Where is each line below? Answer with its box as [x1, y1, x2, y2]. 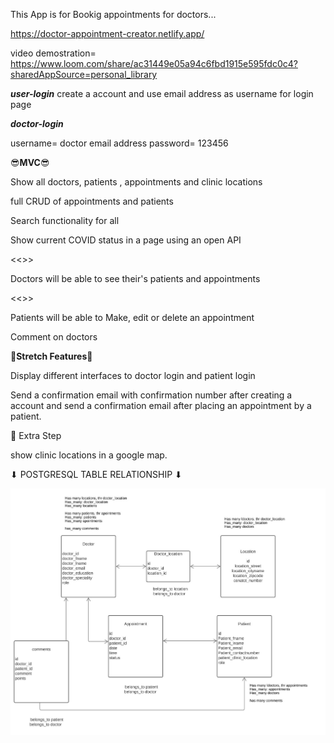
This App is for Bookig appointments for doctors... [10, 9, 217, 20]
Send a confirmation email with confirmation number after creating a [10, 389, 293, 401]
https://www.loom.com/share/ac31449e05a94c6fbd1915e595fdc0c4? [10, 58, 298, 69]
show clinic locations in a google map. [10, 449, 168, 461]
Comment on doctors [10, 331, 98, 343]
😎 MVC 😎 [10, 157, 50, 168]
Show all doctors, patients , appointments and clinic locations [10, 176, 263, 188]
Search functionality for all [10, 215, 120, 226]
